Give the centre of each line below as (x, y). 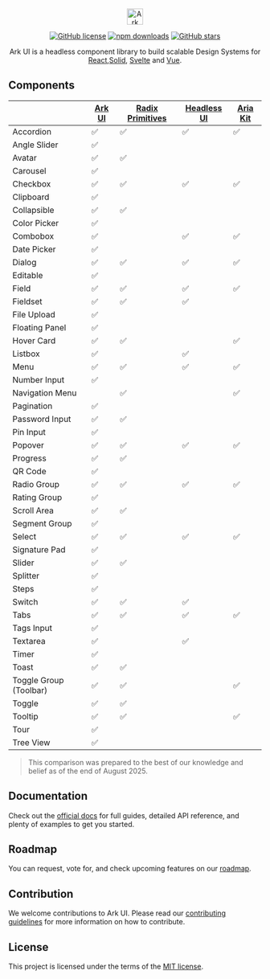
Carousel (29, 170)
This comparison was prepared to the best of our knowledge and (135, 762)
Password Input (42, 419)
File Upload (34, 314)
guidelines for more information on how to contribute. (97, 922)
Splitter (26, 576)
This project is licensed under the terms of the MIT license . (106, 967)
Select (25, 536)
